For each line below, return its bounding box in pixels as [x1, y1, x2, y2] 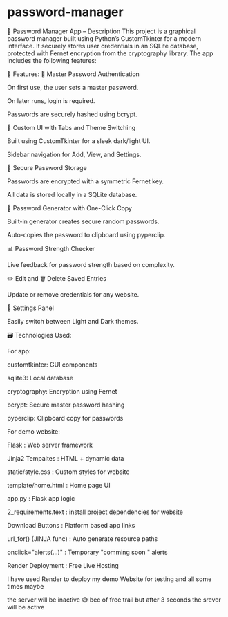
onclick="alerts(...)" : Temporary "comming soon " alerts [7, 548, 168, 556]
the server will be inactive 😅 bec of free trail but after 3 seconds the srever [7, 596, 221, 604]
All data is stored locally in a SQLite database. [7, 190, 137, 199]
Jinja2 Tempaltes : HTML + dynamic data [7, 454, 124, 462]
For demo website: [7, 427, 61, 436]
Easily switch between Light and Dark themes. [7, 317, 139, 325]
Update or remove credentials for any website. [7, 290, 140, 298]
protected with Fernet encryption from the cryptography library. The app [7, 49, 213, 57]
